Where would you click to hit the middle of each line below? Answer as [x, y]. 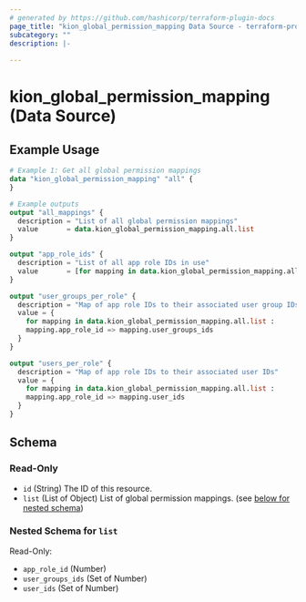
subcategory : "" [40, 35]
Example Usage [55, 150]
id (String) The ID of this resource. [87, 488]
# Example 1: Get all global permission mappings [106, 171]
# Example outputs [44, 204]
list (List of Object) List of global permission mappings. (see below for [156, 498]
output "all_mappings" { [56, 212]
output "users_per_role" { [61, 363]
